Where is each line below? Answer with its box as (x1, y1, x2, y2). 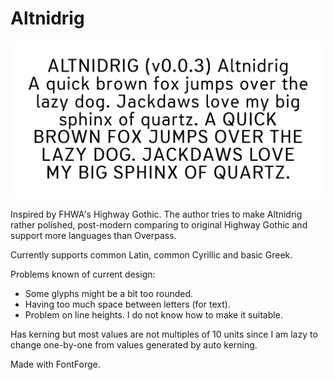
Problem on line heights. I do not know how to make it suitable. (24, 308, 283, 321)
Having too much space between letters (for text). (24, 298, 231, 310)
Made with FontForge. (10, 358, 101, 370)
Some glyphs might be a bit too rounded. (24, 287, 194, 299)
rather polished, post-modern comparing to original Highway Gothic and (10, 218, 308, 231)
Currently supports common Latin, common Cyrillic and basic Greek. (10, 248, 293, 261)
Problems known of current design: (10, 268, 156, 280)
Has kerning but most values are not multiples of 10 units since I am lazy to (10, 328, 318, 340)
